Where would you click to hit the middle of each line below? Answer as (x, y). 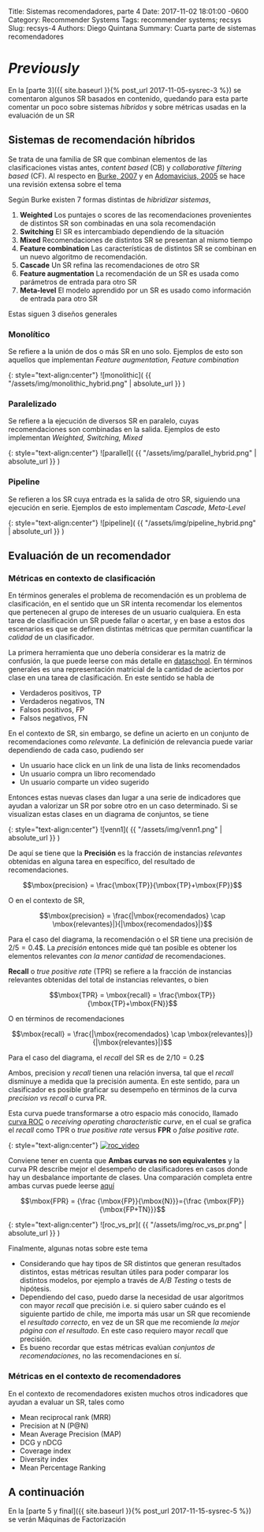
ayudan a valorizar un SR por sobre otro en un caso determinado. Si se (123, 806)
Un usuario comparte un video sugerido (84, 782)
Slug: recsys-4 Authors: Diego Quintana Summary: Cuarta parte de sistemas (132, 28)
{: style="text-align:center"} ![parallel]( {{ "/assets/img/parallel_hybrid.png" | (132, 453)
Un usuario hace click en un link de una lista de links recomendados (130, 766)
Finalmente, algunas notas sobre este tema (78, 1248)
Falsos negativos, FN (54, 718)
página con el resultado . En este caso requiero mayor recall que (124, 1331)
